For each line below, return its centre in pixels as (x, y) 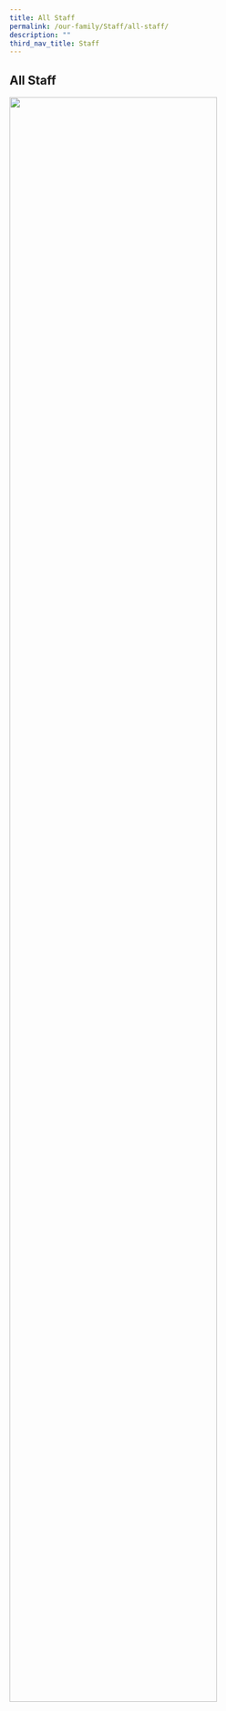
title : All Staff (42, 18)
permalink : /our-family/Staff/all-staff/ (89, 26)
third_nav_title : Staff (55, 43)
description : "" (40, 35)
